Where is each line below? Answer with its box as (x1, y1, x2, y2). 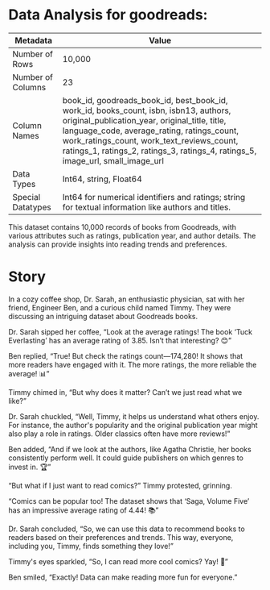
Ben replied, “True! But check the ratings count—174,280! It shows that (8, 351, 243, 360)
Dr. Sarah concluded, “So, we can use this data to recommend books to (8, 524, 245, 534)
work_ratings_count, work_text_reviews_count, (62, 135, 239, 146)
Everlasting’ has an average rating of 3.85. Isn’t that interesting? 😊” (8, 335, 231, 345)
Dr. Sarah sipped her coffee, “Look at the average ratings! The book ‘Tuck (8, 326, 253, 336)
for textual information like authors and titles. (62, 202, 231, 213)
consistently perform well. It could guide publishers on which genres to (8, 453, 243, 463)
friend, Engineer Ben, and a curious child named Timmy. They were (8, 302, 231, 312)
